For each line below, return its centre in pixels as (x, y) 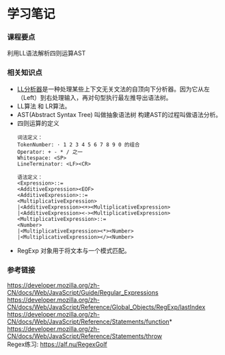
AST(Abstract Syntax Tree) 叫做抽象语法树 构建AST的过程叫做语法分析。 (119, 114)
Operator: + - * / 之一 (50, 152)
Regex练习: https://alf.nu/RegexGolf (57, 344)
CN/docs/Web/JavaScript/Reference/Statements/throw (85, 337)
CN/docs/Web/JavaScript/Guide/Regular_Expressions (83, 293)
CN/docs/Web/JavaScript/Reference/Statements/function (88, 321)
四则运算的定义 (38, 123)
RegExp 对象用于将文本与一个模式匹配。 (74, 250)
